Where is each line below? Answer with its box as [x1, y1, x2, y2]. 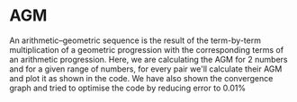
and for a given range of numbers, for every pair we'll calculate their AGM [9, 64, 283, 74]
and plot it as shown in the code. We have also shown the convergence [9, 72, 274, 83]
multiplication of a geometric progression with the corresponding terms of [9, 44, 284, 55]
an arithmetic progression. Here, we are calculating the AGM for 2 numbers [9, 54, 288, 64]
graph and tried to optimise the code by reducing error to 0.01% [9, 82, 246, 93]
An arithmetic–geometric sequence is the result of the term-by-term [9, 35, 261, 46]
